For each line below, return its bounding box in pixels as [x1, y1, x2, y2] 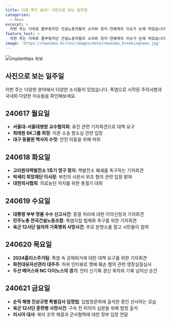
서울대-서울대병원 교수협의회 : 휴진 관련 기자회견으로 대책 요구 [12, 124, 135, 130]
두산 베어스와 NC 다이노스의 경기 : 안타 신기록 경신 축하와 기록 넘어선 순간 [12, 267, 158, 273]
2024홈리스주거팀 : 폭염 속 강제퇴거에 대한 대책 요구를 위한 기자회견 [12, 255, 147, 261]
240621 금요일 [5, 284, 51, 293]
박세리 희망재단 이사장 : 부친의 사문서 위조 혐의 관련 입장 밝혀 [12, 174, 132, 180]
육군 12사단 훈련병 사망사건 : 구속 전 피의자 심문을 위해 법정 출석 [12, 305, 138, 311]
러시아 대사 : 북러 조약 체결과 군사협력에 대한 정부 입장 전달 [12, 311, 129, 317]
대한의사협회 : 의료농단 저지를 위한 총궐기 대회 [12, 180, 103, 187]
